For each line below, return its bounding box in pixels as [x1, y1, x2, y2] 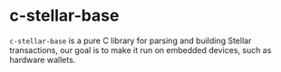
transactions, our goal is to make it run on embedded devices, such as [9, 44, 272, 55]
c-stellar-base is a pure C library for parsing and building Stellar [9, 35, 252, 46]
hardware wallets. [9, 54, 76, 65]
